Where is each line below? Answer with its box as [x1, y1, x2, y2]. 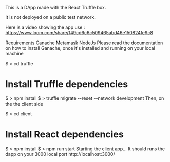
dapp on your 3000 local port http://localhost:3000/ [5, 151, 115, 157]
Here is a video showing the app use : [5, 24, 85, 30]
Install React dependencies [5, 129, 124, 140]
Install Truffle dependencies [5, 78, 128, 90]
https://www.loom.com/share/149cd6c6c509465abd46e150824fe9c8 [5, 30, 153, 35]
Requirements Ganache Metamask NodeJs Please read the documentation [5, 39, 163, 46]
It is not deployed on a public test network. [5, 14, 96, 20]
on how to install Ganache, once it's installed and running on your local [5, 45, 155, 51]
